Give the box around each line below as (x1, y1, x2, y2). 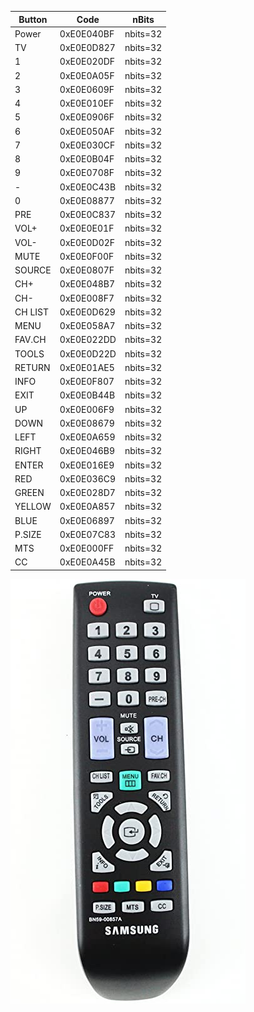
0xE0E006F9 (59, 403, 115, 415)
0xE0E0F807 (59, 376, 115, 387)
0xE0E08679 (59, 417, 115, 429)
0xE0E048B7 (59, 278, 115, 290)
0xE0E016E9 (59, 459, 115, 471)
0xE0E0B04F (59, 153, 115, 165)
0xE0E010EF (59, 97, 115, 109)
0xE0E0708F (59, 167, 115, 179)
